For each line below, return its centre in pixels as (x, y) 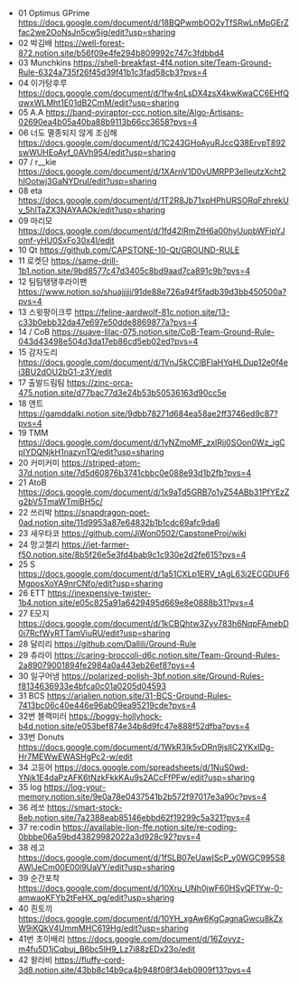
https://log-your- (75, 787)
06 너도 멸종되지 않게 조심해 (67, 133)
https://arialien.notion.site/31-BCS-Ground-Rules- (139, 696)
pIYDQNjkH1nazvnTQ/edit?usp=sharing (91, 452)
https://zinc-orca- (100, 382)
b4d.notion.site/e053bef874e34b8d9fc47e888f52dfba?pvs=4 (134, 726)
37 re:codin (39, 827)
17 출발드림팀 (41, 382)
